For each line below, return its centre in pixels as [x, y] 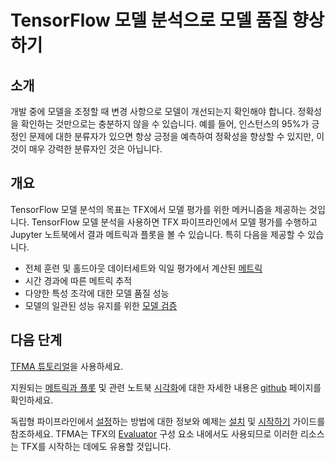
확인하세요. [32, 400]
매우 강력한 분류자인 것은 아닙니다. [95, 149]
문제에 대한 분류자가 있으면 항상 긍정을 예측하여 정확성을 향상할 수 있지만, [171, 136]
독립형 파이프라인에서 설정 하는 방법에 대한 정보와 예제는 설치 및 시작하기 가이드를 [168, 421]
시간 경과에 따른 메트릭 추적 [78, 280]
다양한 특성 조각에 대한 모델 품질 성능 [97, 293]
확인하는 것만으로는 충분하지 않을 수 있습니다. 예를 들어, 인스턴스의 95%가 [165, 124]
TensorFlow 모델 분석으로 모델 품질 [149, 20]
